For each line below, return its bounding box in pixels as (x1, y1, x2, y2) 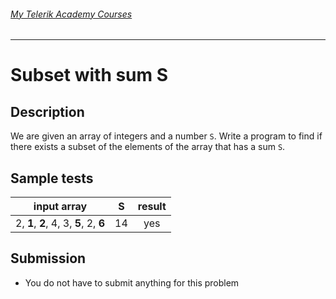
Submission (10, 250, 87, 267)
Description (10, 103, 85, 120)
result (137, 200, 167, 214)
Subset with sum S (10, 64, 169, 87)
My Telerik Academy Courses (10, 8, 133, 20)
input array (33, 200, 88, 214)
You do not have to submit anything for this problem (24, 276, 240, 289)
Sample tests (10, 170, 94, 187)
